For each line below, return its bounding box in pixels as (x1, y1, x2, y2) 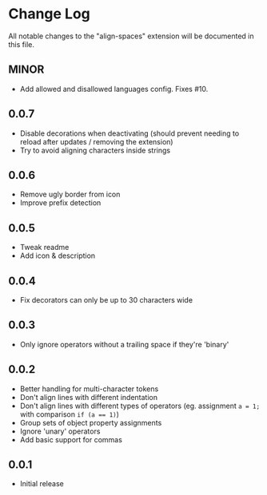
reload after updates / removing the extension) (19, 137, 173, 146)
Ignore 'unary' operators (19, 426, 101, 436)
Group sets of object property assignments (19, 418, 162, 427)
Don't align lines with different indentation (19, 392, 158, 402)
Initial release (19, 479, 64, 489)
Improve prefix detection (19, 198, 102, 208)
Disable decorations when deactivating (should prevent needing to (19, 129, 240, 138)
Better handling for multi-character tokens (19, 384, 159, 394)
